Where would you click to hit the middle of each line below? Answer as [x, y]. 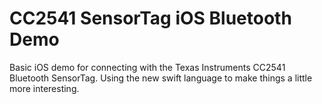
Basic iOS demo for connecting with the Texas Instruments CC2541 [147, 67]
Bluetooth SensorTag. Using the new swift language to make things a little [161, 78]
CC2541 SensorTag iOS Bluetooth [150, 18]
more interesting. [44, 88]
